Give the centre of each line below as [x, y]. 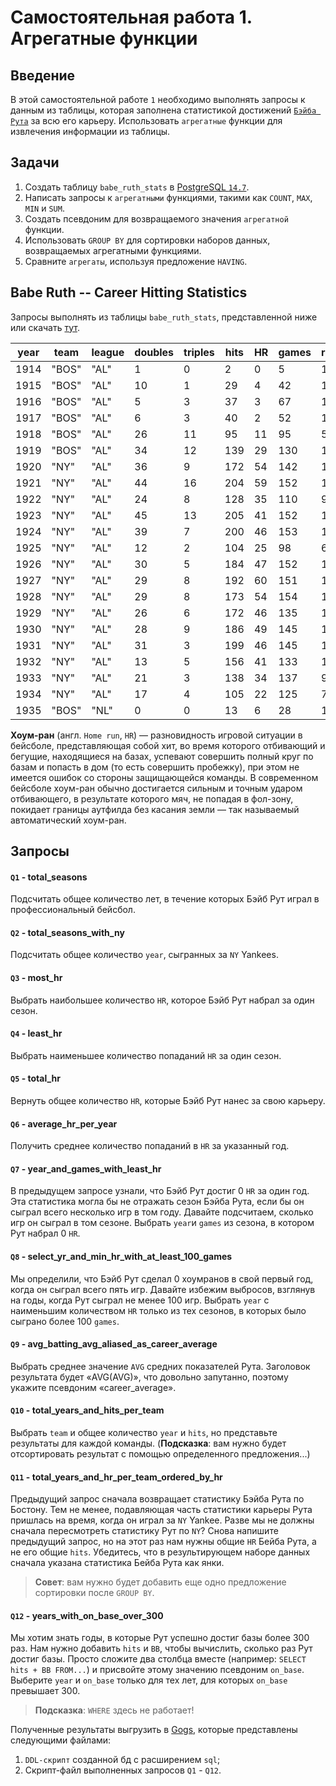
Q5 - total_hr [36, 1078]
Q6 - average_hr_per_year [64, 1123]
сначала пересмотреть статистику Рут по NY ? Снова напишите [144, 1531]
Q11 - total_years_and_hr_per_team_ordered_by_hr [116, 1477]
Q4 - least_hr [36, 1033]
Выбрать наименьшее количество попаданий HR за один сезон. [146, 1055]
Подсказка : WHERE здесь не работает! [114, 1710]
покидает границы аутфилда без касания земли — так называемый [155, 809]
